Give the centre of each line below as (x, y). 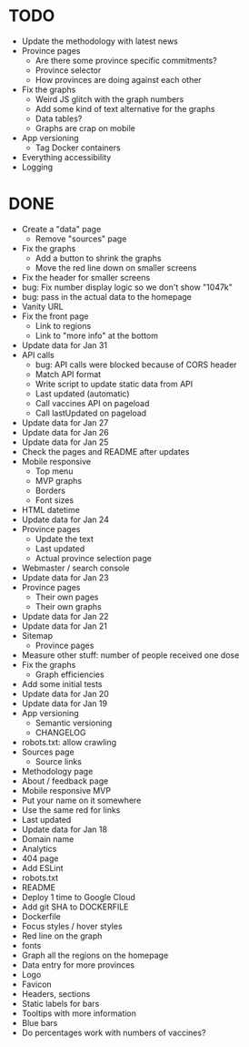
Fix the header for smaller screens (86, 277)
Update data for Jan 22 (65, 616)
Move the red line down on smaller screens (116, 267)
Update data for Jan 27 (65, 422)
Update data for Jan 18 (65, 829)
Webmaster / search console (75, 568)
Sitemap (37, 635)
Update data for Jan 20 (65, 693)
